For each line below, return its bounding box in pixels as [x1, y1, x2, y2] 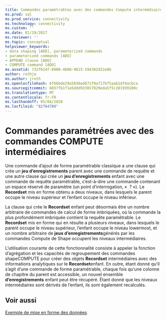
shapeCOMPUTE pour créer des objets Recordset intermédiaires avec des [5, 256, 157, 262]
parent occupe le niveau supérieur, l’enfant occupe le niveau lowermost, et [5, 225, 157, 231]
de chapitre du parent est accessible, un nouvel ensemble [5, 271, 124, 277]
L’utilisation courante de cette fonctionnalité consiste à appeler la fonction [5, 245, 156, 251]
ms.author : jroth [5, 76, 41, 81]
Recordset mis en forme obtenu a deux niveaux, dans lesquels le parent [5, 189, 152, 195]
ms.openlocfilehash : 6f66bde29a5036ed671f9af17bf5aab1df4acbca [5, 81, 138, 86]
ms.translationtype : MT [5, 90, 54, 95]
